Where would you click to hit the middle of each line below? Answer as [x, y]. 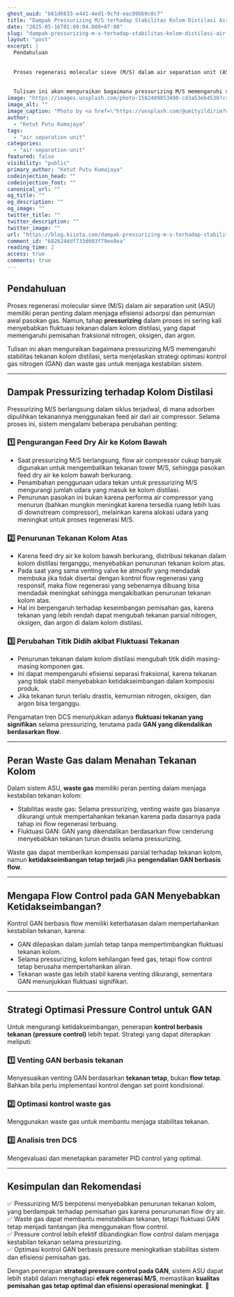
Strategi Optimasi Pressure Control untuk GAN [110, 1010]
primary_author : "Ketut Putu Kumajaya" [65, 169]
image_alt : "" [28, 105]
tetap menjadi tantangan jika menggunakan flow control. [88, 1226]
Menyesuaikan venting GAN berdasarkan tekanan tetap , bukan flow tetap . [115, 1078]
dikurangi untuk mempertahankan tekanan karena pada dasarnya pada [119, 816]
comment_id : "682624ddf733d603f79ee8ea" [67, 241]
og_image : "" [26, 209]
